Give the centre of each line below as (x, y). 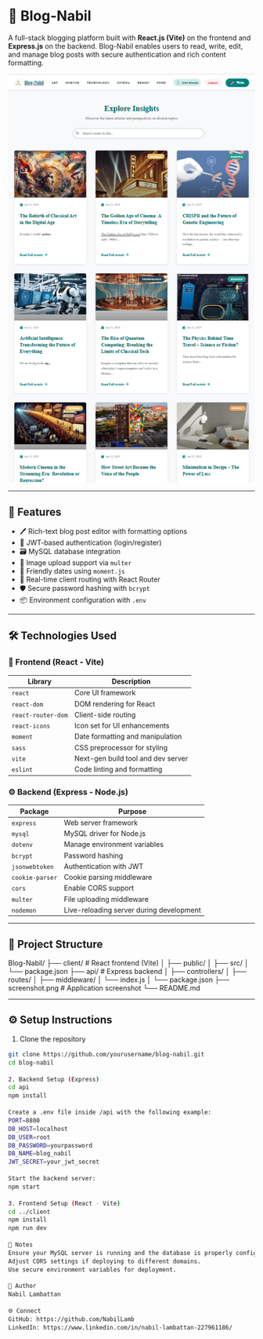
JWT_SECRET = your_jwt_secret (54, 1162)
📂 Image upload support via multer (75, 563)
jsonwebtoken (32, 867)
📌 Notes (21, 1245)
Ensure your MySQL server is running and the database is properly (121, 1253)
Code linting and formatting (118, 769)
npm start (24, 1187)
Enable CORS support (99, 888)
